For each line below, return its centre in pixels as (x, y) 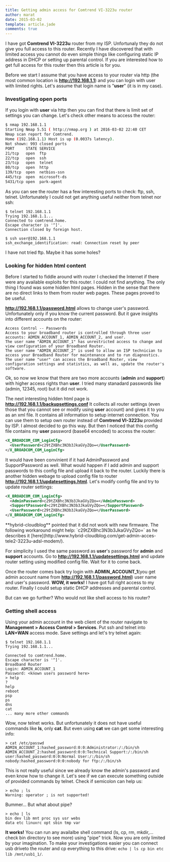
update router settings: (29, 487)
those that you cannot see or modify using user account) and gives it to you (84, 410)
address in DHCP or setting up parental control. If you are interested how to (84, 60)
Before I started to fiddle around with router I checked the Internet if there (82, 277)
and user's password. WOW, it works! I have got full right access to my (80, 583)
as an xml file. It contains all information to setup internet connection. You (82, 415)
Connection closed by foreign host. (44, 229)
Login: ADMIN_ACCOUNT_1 (30, 669)
